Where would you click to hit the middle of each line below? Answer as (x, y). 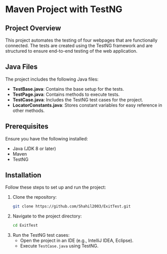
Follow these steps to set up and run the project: (56, 187)
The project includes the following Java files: (52, 79)
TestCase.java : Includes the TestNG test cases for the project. (78, 99)
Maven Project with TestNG (64, 9)
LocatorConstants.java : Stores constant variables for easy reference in (87, 105)
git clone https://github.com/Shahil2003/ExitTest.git (72, 206)
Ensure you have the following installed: (47, 138)
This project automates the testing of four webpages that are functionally (81, 40)
